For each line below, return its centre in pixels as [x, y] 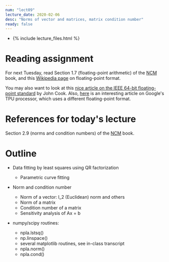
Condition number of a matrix [51, 208]
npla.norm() [32, 249]
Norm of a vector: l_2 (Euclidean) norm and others [72, 197]
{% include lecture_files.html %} [46, 38]
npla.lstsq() [32, 233]
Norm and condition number [42, 187]
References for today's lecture [71, 119]
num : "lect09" [20, 10]
